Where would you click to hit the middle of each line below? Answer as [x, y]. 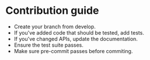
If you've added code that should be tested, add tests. [79, 32]
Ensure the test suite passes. [49, 45]
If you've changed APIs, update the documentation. [76, 39]
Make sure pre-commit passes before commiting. [73, 51]
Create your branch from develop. [55, 27]
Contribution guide [52, 11]
